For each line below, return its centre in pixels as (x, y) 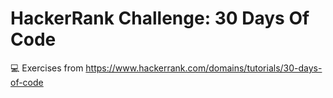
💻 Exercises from (47, 68)
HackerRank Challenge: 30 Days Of (160, 18)
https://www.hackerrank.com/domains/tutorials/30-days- (204, 68)
